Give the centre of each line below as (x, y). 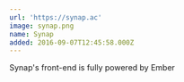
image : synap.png (42, 26)
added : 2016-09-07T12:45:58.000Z (72, 42)
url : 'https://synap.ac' (56, 17)
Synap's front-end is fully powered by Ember (92, 68)
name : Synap (31, 34)
